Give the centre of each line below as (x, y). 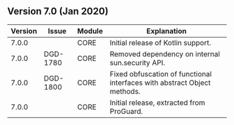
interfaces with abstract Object (160, 83)
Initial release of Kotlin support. (161, 42)
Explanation (166, 31)
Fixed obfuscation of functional (161, 74)
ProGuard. (126, 111)
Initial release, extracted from (157, 102)
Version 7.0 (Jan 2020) (58, 11)
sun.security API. (138, 62)
